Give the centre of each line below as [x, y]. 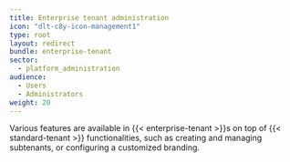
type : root [30, 35]
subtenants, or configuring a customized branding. [105, 147]
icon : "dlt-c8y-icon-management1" [75, 26]
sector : [24, 60]
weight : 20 [30, 102]
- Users [32, 86]
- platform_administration [69, 69]
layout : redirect [42, 43]
